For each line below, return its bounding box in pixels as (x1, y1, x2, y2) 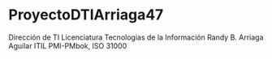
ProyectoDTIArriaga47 (8, 6, 164, 24)
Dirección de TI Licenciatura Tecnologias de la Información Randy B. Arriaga (8, 32, 264, 42)
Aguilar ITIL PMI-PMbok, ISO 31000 (8, 40, 127, 50)
